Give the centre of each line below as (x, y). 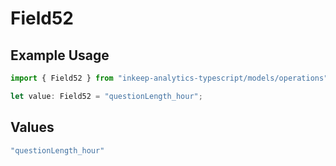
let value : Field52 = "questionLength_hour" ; (106, 96)
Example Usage (60, 55)
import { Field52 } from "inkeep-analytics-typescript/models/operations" (169, 78)
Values (32, 127)
